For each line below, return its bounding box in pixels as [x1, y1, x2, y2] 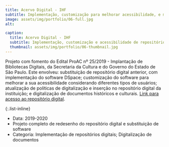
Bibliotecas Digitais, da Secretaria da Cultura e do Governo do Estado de [5, 63, 156, 69]
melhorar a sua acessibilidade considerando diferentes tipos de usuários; [5, 80, 157, 86]
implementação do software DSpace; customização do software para [5, 74, 149, 81]
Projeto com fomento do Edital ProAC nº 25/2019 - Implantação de [5, 58, 143, 64]
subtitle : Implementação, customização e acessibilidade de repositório [10, 40, 165, 45]
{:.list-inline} [5, 105, 31, 111]
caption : [5, 31, 24, 36]
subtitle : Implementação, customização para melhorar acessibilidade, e [5, 12, 161, 17]
